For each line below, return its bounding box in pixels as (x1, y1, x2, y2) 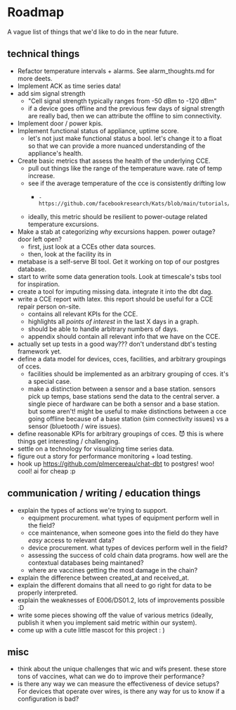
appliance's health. (27, 149, 83, 157)
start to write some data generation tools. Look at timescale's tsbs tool (17, 272, 221, 280)
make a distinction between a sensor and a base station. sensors (27, 385, 216, 393)
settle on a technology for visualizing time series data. (17, 444, 174, 453)
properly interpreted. (17, 588, 79, 597)
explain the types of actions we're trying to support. (17, 506, 168, 514)
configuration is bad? (17, 695, 79, 703)
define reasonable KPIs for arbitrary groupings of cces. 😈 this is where (17, 429, 224, 437)
